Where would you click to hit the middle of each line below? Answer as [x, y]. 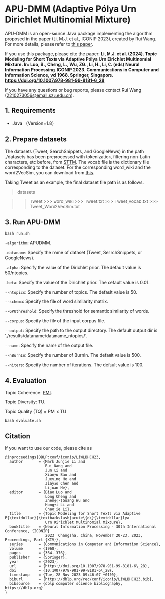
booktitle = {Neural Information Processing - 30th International [83, 527]
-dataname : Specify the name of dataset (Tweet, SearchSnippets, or [74, 253]
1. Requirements [30, 111]
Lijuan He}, [57, 488]
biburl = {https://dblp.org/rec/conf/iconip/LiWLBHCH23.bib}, [82, 579]
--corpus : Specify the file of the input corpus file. [55, 321]
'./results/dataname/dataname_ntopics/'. [46, 336]
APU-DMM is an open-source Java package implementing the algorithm [79, 33]
